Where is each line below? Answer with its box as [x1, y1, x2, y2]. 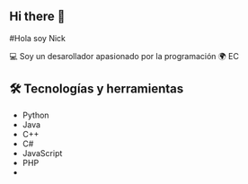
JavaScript [22, 147, 63, 158]
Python [22, 110, 49, 120]
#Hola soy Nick [9, 32, 66, 43]
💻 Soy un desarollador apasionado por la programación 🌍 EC [9, 50, 240, 61]
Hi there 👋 [9, 9, 66, 24]
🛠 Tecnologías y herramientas [9, 82, 184, 97]
